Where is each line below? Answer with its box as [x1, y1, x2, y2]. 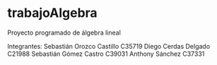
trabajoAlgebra [7, 5, 98, 21]
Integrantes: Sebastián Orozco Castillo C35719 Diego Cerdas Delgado [7, 42, 211, 50]
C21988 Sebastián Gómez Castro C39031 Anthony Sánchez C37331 [7, 49, 205, 58]
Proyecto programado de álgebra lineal [7, 28, 122, 37]
